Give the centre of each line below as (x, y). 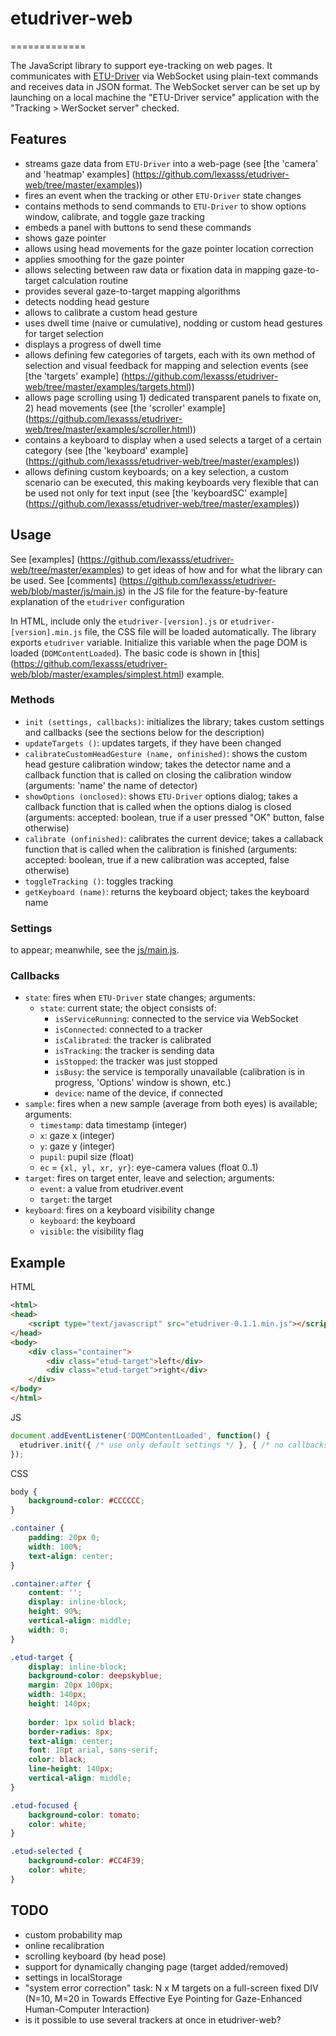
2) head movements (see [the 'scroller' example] (125, 408)
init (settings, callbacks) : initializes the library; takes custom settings (174, 721)
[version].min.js (46, 632)
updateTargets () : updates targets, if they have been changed (153, 743)
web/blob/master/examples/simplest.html (96, 674)
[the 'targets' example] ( (74, 376)
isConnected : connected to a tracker (128, 1029)
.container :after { (51, 1583)
